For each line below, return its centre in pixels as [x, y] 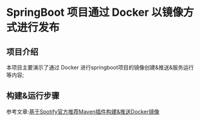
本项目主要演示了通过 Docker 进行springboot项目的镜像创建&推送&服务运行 [100, 67]
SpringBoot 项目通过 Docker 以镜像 [95, 12]
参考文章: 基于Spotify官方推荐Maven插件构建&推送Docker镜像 [83, 111]
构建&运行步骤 [33, 96]
